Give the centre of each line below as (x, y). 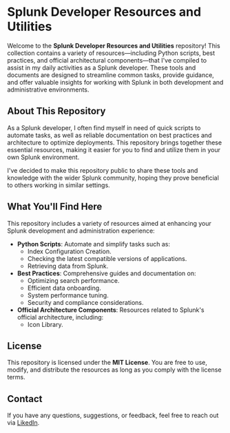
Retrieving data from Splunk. (68, 266)
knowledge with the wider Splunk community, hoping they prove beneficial (113, 178)
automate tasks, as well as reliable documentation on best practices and (109, 135)
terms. (16, 377)
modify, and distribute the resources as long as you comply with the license (114, 370)
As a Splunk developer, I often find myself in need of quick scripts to (104, 127)
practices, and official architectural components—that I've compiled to (107, 60)
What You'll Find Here (55, 207)
